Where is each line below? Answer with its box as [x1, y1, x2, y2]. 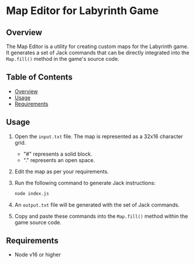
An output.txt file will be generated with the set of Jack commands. [14, 201, 180, 208]
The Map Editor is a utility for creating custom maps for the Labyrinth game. [6, 43, 189, 50]
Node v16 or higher [14, 251, 61, 258]
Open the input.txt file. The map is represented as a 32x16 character [14, 133, 183, 140]
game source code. [14, 218, 61, 226]
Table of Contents [6, 72, 73, 83]
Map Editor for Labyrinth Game [6, 4, 159, 18]
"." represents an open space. [23, 156, 95, 163]
